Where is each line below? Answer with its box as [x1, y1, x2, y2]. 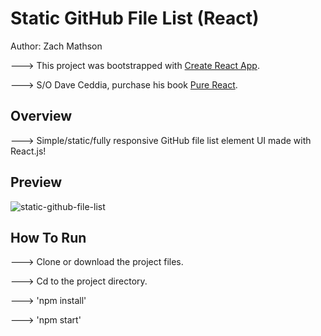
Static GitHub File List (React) [10, 7, 260, 30]
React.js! [10, 145, 47, 157]
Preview [10, 174, 63, 191]
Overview [10, 108, 73, 125]
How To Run [10, 229, 87, 246]
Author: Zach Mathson [10, 40, 103, 52]
